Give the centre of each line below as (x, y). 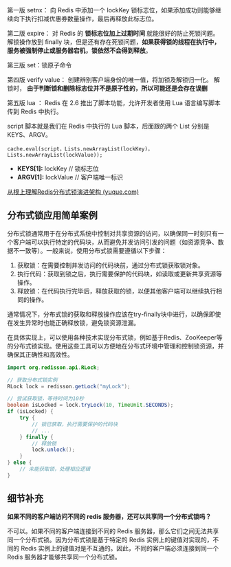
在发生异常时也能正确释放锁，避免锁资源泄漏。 (73, 322)
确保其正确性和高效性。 (40, 354)
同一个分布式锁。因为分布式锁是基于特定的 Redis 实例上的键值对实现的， (110, 540)
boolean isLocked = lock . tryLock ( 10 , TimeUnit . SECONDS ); (90, 405)
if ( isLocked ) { (30, 412)
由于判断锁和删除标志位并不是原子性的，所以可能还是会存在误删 (117, 88)
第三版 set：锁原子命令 (40, 65)
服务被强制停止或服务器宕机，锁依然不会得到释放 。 (79, 51)
